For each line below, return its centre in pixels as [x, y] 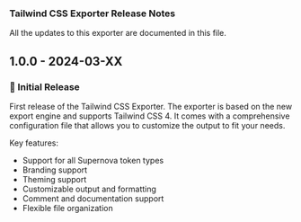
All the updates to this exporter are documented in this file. [118, 33]
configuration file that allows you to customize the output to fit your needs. [147, 125]
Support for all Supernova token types [93, 160]
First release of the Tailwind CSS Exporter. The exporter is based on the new [151, 106]
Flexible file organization [68, 208]
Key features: [34, 143]
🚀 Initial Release [45, 86]
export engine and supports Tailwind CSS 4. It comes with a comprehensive [150, 116]
